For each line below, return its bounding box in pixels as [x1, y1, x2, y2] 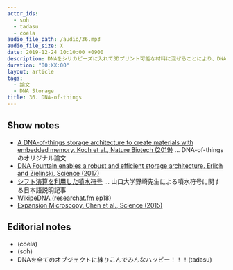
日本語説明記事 [23, 185, 67, 194]
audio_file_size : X [7, 42, 64, 49]
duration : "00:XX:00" [7, 62, 70, 69]
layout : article [7, 68, 54, 75]
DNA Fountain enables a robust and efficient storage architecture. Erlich [17, 161, 223, 170]
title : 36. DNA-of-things [7, 94, 82, 101]
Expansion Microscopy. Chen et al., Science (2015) [17, 201, 163, 209]
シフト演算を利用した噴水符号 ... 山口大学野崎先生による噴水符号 [17, 177, 202, 185]
